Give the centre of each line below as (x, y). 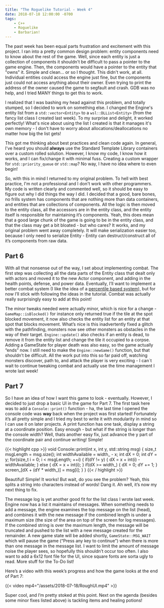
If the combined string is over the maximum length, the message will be (77, 525)
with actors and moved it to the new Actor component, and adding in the (78, 278)
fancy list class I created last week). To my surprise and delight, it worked (79, 118)
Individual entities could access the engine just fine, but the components (78, 77)
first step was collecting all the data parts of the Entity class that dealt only (80, 273)
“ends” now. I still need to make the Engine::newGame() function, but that (77, 350)
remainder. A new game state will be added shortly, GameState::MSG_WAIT (78, 535)
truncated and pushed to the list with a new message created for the (74, 530)
